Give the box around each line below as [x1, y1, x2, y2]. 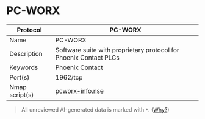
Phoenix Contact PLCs [55, 53, 120, 61]
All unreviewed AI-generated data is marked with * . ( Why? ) [21, 106, 170, 113]
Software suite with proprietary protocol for [55, 46, 180, 54]
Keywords [9, 63, 38, 72]
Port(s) [9, 73, 30, 81]
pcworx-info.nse [55, 86, 104, 95]
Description [9, 49, 43, 58]
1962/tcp [55, 73, 83, 81]
